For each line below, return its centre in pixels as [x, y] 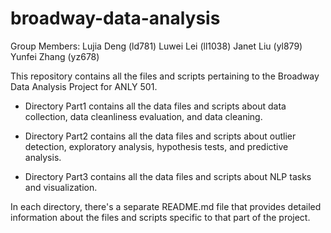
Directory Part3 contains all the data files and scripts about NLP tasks [168, 176]
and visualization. [61, 187]
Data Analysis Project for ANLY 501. [84, 86]
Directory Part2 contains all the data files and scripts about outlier [160, 136]
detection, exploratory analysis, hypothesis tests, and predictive [156, 146]
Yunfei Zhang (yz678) [55, 56]
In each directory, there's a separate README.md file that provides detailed [166, 206]
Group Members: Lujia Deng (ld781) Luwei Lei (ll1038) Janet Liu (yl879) [156, 46]
